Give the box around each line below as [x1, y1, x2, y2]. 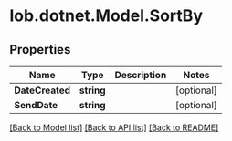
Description [114, 69, 167, 81]
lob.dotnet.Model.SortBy [9, 5, 204, 26]
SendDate [14, 99, 58, 111]
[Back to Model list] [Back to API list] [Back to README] [9, 122, 219, 133]
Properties [9, 42, 71, 57]
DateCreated [14, 84, 71, 96]
